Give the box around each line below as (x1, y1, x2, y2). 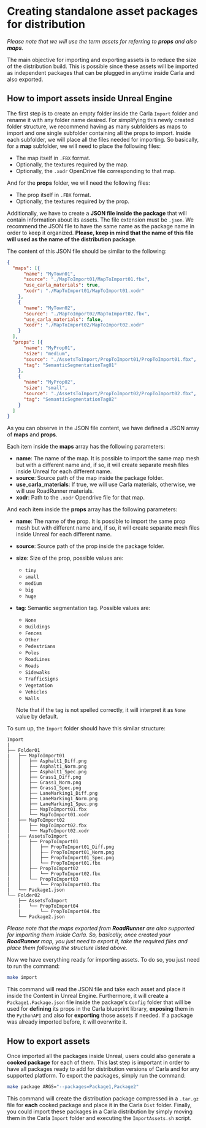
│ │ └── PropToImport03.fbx (7, 882, 101, 888)
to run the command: (7, 962, 60, 970)
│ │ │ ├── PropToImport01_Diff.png (7, 844, 115, 851)
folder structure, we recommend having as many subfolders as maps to (7, 123, 188, 130)
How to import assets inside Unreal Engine (7, 93, 172, 104)
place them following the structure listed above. (7, 944, 128, 952)
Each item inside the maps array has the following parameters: (7, 443, 165, 450)
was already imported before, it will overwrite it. (7, 1018, 128, 1026)
